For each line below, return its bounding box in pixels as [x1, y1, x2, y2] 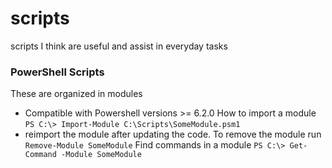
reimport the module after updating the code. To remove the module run [24, 128, 322, 141]
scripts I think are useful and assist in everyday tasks [10, 40, 228, 52]
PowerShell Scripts [10, 65, 105, 79]
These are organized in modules [10, 88, 143, 100]
